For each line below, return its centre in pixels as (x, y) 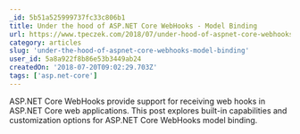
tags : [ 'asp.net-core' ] (54, 76)
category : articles (46, 42)
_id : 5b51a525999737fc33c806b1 (67, 17)
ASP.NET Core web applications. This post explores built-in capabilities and (148, 110)
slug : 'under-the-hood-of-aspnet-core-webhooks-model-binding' (129, 51)
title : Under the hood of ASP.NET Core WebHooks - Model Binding (133, 26)
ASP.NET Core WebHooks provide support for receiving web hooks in (137, 101)
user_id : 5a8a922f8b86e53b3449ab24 (75, 59)
